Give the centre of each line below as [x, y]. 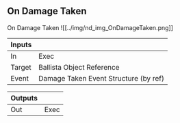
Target [21, 67]
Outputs [24, 98]
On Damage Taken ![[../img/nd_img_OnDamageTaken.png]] [90, 27]
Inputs [21, 44]
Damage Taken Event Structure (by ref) [101, 78]
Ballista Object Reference [79, 67]
